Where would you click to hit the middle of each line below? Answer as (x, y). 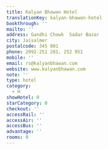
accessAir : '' (24, 120)
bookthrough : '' (27, 23)
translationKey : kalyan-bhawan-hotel (54, 18)
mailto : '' (20, 29)
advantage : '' (24, 132)
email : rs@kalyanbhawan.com (42, 63)
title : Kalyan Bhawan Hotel (42, 12)
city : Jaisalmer (27, 40)
